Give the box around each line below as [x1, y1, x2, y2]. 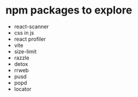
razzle [14, 54, 29, 61]
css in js [14, 29, 34, 36]
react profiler [14, 35, 46, 42]
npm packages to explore [5, 4, 133, 17]
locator [14, 85, 32, 92]
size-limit [14, 48, 37, 55]
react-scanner [14, 23, 50, 30]
